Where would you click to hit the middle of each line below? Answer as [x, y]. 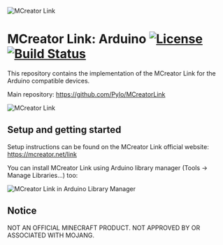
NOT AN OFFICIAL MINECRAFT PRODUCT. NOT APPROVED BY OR [104, 227]
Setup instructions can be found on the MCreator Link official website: [108, 146]
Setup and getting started [64, 130]
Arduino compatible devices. [49, 80]
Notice [22, 211]
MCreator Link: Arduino [77, 39]
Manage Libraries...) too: [43, 175]
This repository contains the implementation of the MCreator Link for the [111, 73]
